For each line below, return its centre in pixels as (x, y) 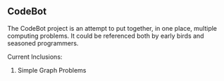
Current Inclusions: (35, 57)
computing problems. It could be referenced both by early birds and (106, 36)
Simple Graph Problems (52, 70)
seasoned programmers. (43, 43)
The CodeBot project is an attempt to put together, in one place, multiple (112, 28)
